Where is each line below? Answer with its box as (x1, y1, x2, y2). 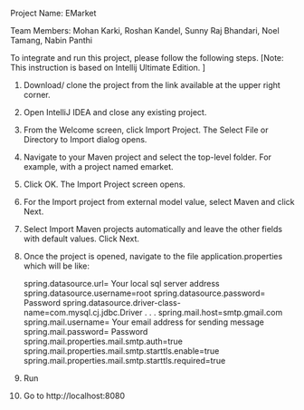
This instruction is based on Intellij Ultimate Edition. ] (10, 63, 206, 73)
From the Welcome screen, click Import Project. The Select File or (23, 124, 269, 135)
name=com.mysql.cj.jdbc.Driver (23, 307, 143, 317)
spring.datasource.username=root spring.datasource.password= (23, 288, 266, 298)
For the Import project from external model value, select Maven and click (23, 197, 295, 207)
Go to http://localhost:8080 (23, 390, 126, 401)
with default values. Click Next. (23, 233, 139, 244)
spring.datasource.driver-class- (62, 298, 182, 307)
